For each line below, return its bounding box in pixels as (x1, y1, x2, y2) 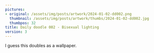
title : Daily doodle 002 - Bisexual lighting (5, 25, 99, 30)
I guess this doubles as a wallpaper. (5, 43, 77, 48)
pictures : (5, 7, 25, 12)
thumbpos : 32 (9, 20, 36, 26)
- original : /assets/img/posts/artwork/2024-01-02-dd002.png (5, 12, 132, 16)
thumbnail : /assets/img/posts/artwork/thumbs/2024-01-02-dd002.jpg (9, 16, 150, 21)
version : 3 (5, 29, 27, 34)
